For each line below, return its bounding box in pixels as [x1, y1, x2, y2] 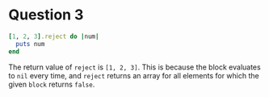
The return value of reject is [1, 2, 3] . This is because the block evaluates [8, 62, 261, 72]
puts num [15, 40, 45, 48]
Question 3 [8, 6, 84, 24]
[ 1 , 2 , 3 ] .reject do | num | [8, 32, 99, 40]
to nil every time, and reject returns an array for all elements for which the [8, 70, 260, 80]
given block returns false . [8, 79, 95, 89]
